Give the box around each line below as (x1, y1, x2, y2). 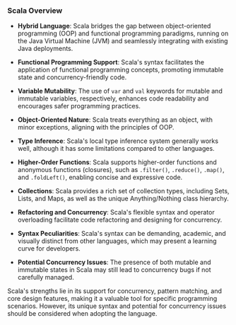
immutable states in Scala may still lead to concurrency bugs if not (17, 266, 211, 274)
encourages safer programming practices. (17, 102, 141, 110)
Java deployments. (17, 45, 73, 53)
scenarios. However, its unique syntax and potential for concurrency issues (7, 302, 227, 310)
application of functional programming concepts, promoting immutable (17, 66, 224, 74)
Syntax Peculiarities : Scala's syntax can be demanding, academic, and (17, 229, 226, 238)
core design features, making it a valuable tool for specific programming (7, 295, 218, 303)
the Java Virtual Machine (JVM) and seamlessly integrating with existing (17, 37, 228, 45)
